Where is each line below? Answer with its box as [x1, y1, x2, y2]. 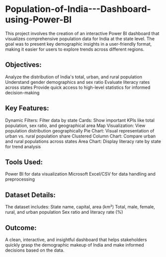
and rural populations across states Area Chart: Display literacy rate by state [5, 138, 162, 144]
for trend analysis [5, 143, 41, 149]
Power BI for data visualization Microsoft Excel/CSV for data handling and [5, 171, 156, 177]
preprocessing [5, 176, 35, 182]
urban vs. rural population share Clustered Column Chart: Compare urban [5, 133, 156, 139]
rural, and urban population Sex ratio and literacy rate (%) [5, 209, 123, 215]
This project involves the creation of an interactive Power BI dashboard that [5, 30, 160, 36]
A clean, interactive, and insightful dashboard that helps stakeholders [5, 237, 147, 243]
